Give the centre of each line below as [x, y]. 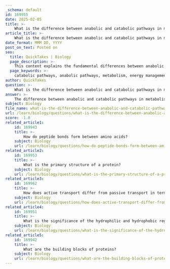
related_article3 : [25, 179]
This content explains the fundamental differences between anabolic [89, 66]
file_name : [17, 109]
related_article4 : [25, 207]
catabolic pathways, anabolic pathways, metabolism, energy [79, 76]
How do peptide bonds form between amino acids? [76, 137]
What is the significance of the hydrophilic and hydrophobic [90, 221]
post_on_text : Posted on [31, 47]
